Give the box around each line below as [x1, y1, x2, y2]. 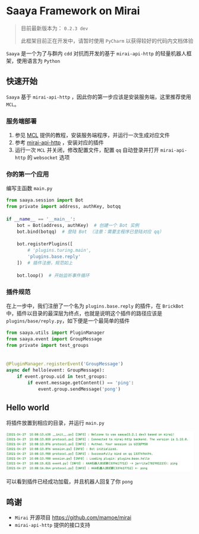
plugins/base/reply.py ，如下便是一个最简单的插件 [6, 317, 130, 324]
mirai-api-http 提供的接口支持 [14, 522, 90, 529]
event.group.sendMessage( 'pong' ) [37, 386, 121, 392]
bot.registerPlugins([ [17, 241, 73, 247]
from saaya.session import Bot [6, 197, 84, 203]
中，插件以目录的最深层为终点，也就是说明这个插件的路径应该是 [6, 310, 162, 317]
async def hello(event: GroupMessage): [6, 367, 105, 374]
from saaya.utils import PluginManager [6, 330, 105, 336]
